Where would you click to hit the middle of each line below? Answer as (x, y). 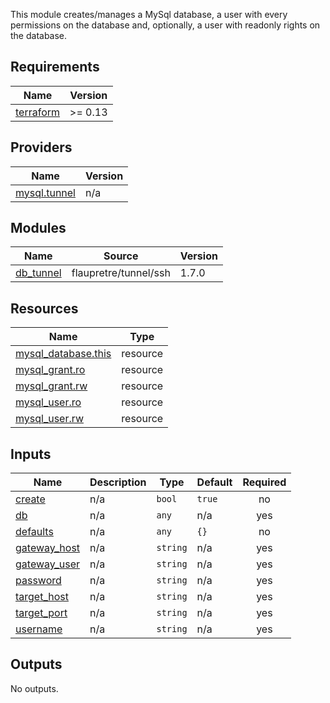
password (38, 581)
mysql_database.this (63, 354)
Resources (44, 308)
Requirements (55, 67)
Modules (38, 228)
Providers (41, 147)
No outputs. (34, 688)
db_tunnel (38, 273)
